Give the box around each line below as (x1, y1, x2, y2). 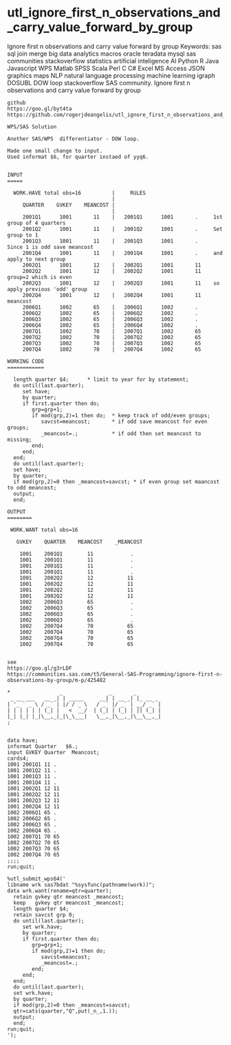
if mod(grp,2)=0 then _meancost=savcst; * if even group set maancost (13, 478, 220, 485)
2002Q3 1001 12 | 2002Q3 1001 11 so (22, 280, 220, 287)
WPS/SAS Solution (7, 123, 57, 130)
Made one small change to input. (7, 147, 103, 154)
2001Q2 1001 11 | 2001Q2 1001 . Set (22, 225, 223, 232)
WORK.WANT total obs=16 (10, 526, 78, 533)
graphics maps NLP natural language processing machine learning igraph (7, 71, 215, 80)
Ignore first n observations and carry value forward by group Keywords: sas (7, 42, 222, 50)
